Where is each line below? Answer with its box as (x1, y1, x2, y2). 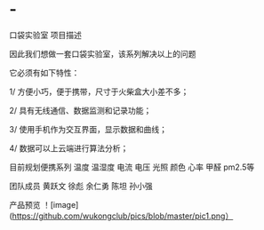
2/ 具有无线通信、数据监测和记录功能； (9, 105, 152, 115)
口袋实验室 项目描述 (9, 29, 82, 40)
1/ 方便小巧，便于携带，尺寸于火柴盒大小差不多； (9, 86, 189, 97)
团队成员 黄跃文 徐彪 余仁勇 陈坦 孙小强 (9, 180, 153, 191)
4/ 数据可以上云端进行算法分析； (9, 142, 129, 154)
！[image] (42, 199, 79, 210)
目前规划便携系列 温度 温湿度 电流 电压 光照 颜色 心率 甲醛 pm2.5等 (9, 162, 255, 172)
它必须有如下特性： (9, 67, 80, 78)
